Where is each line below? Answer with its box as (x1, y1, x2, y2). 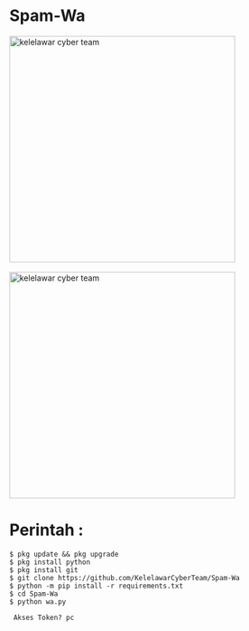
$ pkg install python (9, 558, 91, 567)
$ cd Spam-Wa (9, 589, 59, 598)
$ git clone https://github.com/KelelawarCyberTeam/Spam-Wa (9, 573, 241, 582)
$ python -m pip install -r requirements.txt (9, 581, 183, 590)
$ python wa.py (9, 597, 67, 607)
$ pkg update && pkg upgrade (9, 550, 119, 559)
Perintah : (9, 520, 84, 540)
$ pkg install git (9, 565, 78, 575)
